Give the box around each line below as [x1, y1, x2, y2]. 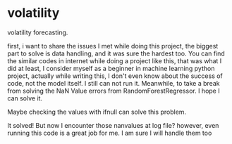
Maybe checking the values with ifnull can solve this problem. [7, 107, 187, 116]
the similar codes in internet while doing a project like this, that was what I [7, 56, 222, 65]
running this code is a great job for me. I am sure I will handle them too [7, 129, 212, 137]
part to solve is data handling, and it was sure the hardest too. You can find [7, 49, 226, 58]
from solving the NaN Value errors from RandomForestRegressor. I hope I [7, 86, 220, 95]
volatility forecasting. [7, 28, 68, 37]
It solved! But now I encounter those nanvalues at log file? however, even [7, 121, 219, 129]
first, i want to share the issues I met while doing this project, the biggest [7, 41, 219, 50]
